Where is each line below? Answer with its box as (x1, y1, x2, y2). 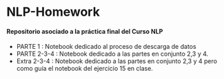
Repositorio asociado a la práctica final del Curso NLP (6, 27, 163, 35)
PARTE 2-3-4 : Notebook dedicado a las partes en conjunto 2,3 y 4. (16, 49, 209, 58)
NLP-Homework (6, 4, 101, 20)
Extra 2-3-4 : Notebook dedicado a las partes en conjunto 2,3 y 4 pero (16, 57, 218, 65)
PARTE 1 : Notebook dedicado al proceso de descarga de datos (16, 43, 197, 51)
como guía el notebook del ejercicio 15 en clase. (16, 65, 153, 73)
